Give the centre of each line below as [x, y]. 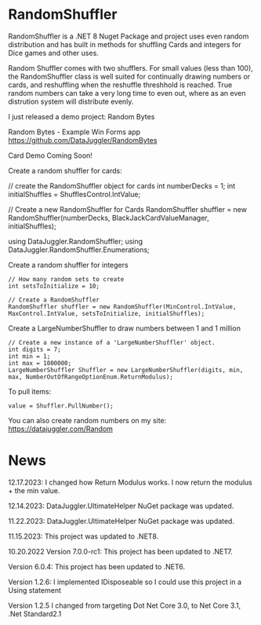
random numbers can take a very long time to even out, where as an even [127, 93]
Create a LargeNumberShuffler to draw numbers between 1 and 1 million [125, 328]
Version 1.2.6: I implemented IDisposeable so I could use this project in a [125, 582]
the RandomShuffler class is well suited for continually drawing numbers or [129, 76]
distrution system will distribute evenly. [71, 101]
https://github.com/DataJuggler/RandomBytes [83, 140]
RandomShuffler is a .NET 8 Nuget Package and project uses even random [129, 36]
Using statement [34, 590]
